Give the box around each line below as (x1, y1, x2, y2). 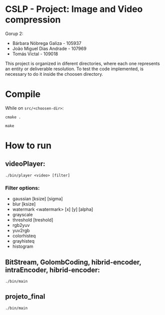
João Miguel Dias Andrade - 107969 (12, 45, 87, 51)
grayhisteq (12, 238, 35, 244)
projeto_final (5, 293, 45, 301)
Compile (5, 89, 41, 100)
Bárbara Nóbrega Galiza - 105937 (12, 40, 82, 46)
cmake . (5, 115, 21, 120)
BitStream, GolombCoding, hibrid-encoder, (5, 258, 142, 266)
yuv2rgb (12, 228, 30, 234)
